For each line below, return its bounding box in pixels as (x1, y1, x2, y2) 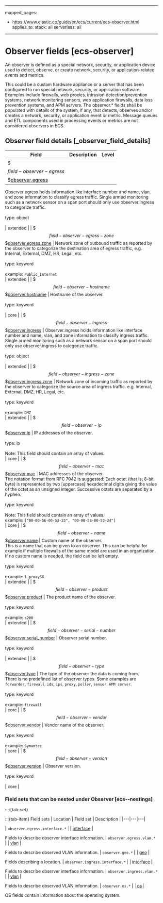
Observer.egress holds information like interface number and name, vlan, (5, 189, 151, 195)
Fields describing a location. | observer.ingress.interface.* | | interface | (5, 859, 153, 865)
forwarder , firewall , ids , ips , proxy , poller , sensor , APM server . (5, 681, 132, 687)
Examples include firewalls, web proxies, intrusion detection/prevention (5, 92, 148, 98)
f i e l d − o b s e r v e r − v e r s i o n (55, 755, 108, 761)
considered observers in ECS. (5, 122, 65, 129)
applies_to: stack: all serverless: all (12, 24, 81, 30)
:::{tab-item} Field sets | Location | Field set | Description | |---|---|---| (5, 816, 146, 822)
